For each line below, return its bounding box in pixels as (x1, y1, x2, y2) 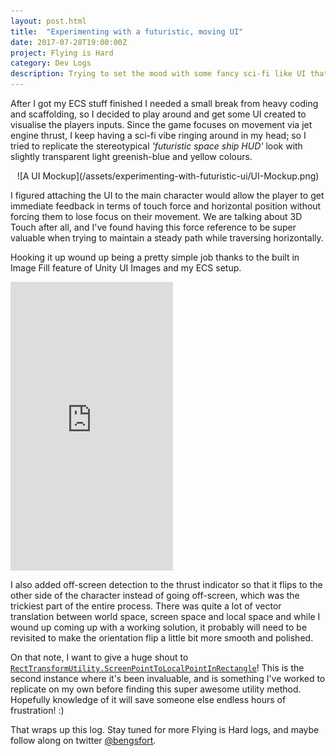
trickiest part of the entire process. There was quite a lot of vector (10, 600, 282, 612)
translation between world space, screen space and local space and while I (10, 611, 321, 623)
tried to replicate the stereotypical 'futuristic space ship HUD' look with (10, 140, 303, 152)
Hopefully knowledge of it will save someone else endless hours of (10, 694, 287, 706)
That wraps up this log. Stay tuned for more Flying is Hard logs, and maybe (10, 724, 320, 736)
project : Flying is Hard (10, 48, 114, 58)
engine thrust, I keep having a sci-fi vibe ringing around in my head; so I (10, 130, 307, 141)
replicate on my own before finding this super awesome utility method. (10, 683, 302, 695)
